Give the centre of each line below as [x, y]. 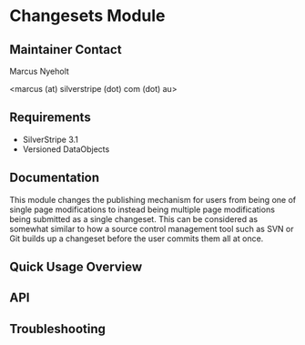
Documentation [55, 178]
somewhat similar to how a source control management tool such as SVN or [152, 228]
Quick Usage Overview [76, 267]
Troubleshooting [58, 329]
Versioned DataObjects [66, 149]
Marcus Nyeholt [40, 71]
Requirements [50, 118]
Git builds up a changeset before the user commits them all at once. [137, 238]
